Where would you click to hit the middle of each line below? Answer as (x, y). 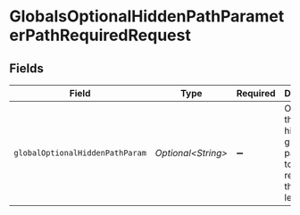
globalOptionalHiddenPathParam (80, 153)
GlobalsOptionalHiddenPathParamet (147, 17)
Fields (27, 68)
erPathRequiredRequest (100, 35)
